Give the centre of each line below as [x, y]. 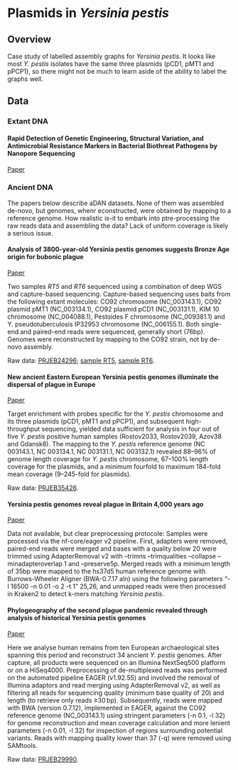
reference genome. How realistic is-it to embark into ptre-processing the [114, 218]
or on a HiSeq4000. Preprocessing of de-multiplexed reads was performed [117, 670]
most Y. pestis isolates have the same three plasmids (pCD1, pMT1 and [111, 64]
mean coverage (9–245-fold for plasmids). [69, 474]
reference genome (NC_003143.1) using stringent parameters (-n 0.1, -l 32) [117, 715]
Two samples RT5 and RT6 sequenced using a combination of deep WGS [115, 287]
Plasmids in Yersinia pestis [88, 13]
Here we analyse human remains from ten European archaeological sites [114, 647]
